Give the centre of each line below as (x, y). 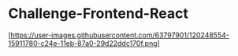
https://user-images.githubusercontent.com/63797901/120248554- (120, 35)
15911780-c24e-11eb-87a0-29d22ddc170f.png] (84, 43)
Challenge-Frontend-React (99, 14)
